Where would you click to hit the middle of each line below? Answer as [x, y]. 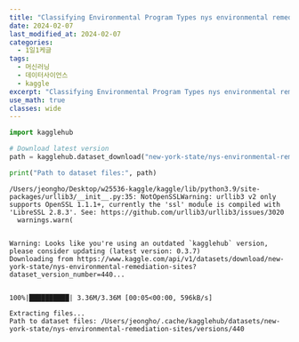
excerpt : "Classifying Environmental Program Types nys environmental [143, 91]
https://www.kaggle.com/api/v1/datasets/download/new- [181, 258]
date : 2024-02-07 [41, 26]
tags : [19, 59]
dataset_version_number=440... [67, 274]
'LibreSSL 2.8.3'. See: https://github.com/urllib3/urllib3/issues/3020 [147, 212]
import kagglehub [41, 133]
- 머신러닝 [34, 68]
